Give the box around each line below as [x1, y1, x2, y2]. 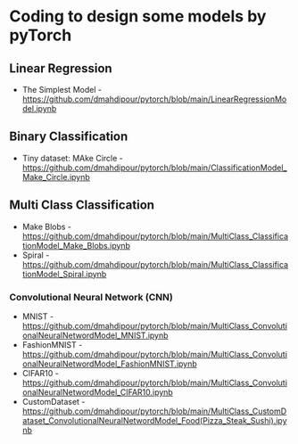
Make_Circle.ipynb [21, 171, 91, 182]
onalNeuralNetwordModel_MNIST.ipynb [21, 330, 169, 341]
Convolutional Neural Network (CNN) [9, 291, 174, 303]
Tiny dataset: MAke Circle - [21, 152, 123, 163]
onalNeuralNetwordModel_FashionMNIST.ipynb [21, 358, 198, 369]
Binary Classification [9, 129, 128, 144]
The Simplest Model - [21, 85, 103, 95]
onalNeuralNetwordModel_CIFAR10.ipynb [21, 386, 174, 398]
